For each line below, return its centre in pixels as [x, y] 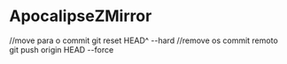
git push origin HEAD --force [62, 49]
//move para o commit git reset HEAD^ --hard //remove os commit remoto [144, 40]
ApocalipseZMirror [81, 16]
